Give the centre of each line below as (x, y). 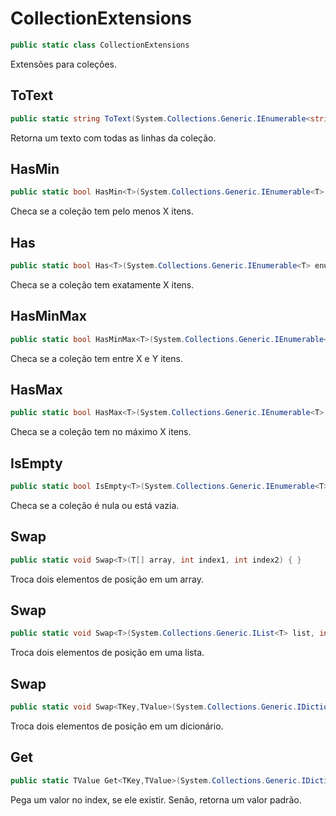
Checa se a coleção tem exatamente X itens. (102, 284)
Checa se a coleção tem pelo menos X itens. (102, 211)
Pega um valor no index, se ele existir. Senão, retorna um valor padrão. (156, 799)
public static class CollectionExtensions (100, 45)
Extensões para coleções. (64, 64)
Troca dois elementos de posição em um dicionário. (117, 726)
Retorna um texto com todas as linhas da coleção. (113, 138)
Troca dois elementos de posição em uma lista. (107, 653)
